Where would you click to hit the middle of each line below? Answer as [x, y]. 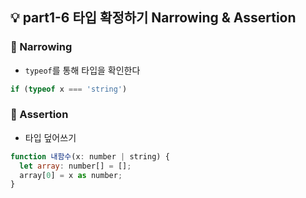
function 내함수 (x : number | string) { [90, 156]
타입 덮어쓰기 [50, 137]
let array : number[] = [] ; [75, 166]
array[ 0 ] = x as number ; [71, 175]
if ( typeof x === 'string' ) [69, 89]
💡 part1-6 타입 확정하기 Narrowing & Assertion [153, 18]
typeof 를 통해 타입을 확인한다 [82, 70]
